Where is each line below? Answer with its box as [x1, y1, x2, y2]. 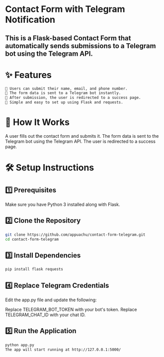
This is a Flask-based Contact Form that [5, 34, 131, 42]
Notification [5, 14, 56, 25]
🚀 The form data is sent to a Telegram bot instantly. [5, 90, 121, 95]
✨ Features [5, 69, 52, 81]
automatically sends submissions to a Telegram [5, 41, 156, 50]
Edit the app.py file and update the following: [5, 297, 97, 303]
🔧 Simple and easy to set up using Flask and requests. [5, 100, 123, 105]
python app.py [5, 342, 35, 348]
